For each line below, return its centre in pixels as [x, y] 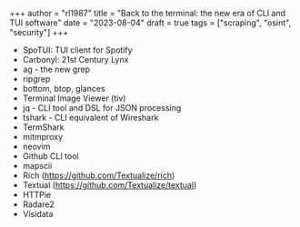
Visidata [38, 214]
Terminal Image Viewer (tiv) [74, 98]
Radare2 [38, 204]
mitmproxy [43, 137]
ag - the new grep [56, 69]
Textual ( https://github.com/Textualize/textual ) [110, 185]
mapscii [37, 166]
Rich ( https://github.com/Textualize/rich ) [99, 175]
